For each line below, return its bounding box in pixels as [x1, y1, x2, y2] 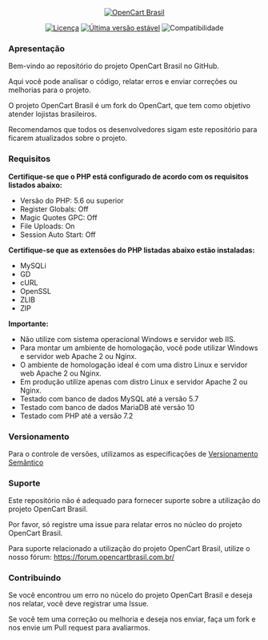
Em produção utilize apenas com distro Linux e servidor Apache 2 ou [19, 376, 248, 386]
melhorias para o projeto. [8, 85, 91, 95]
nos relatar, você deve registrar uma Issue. [8, 599, 150, 609]
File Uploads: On [19, 221, 75, 231]
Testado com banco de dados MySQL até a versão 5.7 [19, 393, 199, 404]
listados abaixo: [8, 180, 62, 190]
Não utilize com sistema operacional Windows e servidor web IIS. [19, 334, 236, 344]
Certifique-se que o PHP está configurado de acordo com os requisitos [8, 171, 250, 181]
